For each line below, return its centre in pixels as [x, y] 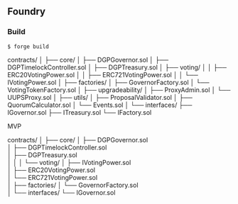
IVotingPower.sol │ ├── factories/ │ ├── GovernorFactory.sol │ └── [108, 82]
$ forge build [28, 46]
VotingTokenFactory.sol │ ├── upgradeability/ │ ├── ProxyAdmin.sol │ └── [119, 90]
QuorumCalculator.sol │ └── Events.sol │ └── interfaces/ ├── [100, 105]
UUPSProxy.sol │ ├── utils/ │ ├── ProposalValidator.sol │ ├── [100, 97]
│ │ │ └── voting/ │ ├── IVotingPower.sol [69, 162]
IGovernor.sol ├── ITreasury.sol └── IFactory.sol [80, 112]
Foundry [27, 12]
